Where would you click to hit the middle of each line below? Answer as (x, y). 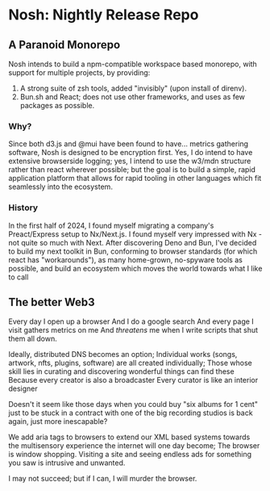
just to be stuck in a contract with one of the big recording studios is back (131, 413)
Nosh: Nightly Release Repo (104, 15)
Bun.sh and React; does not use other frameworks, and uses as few (133, 97)
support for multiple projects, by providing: (79, 73)
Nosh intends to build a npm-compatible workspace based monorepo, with (133, 64)
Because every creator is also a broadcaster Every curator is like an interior (133, 380)
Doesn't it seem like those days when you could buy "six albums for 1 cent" (133, 405)
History (23, 208)
